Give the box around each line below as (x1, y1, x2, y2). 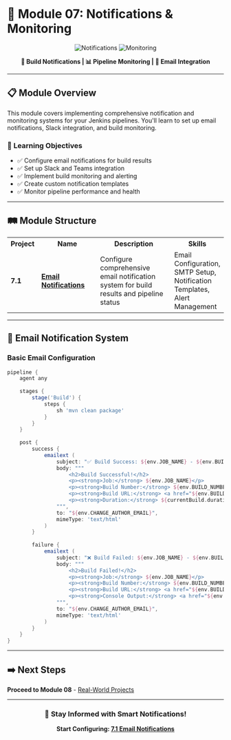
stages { (19, 388, 45, 395)
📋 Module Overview (7, 87, 97, 99)
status (100, 297, 120, 307)
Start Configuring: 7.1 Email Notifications (56, 725, 175, 733)
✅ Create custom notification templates (16, 180, 129, 188)
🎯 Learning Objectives (7, 140, 82, 150)
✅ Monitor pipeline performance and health (16, 187, 141, 195)
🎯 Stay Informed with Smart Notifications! (44, 709, 187, 719)
